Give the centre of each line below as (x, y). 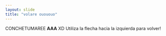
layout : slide (20, 10)
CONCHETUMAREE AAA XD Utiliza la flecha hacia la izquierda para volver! (83, 28)
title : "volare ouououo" (31, 14)
